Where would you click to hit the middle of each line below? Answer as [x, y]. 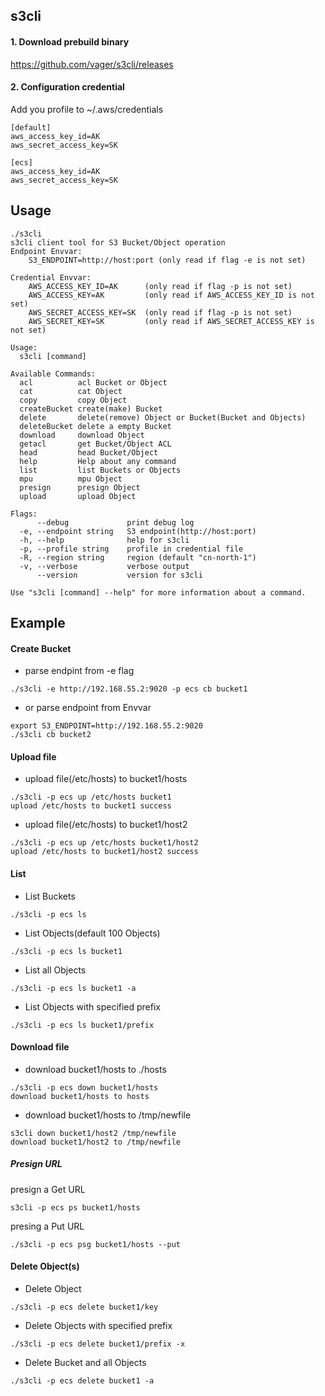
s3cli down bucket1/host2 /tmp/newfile [93, 1133]
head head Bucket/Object [89, 452]
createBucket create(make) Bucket [91, 409]
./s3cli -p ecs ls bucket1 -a [73, 988]
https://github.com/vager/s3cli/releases [92, 64]
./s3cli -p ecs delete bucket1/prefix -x [98, 1344]
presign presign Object [80, 487]
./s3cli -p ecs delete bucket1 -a [82, 1380]
